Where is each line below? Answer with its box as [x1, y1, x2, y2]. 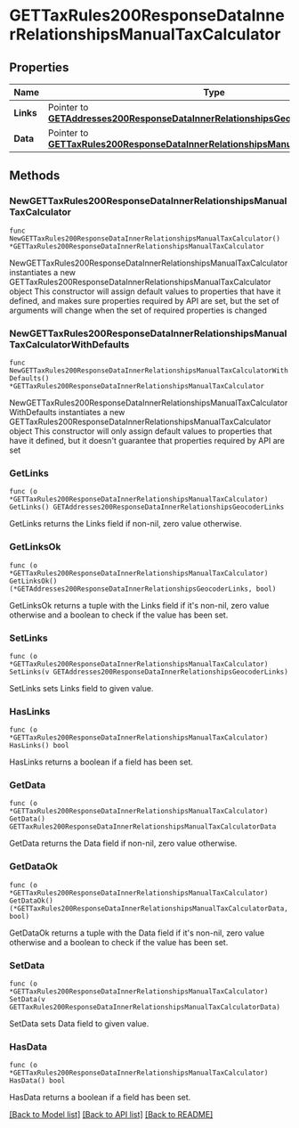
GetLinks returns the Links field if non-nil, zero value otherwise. [9, 519, 242, 529]
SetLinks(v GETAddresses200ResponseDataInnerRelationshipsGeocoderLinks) [9, 667, 289, 676]
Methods [9, 168, 61, 184]
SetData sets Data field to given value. [9, 1018, 149, 1029]
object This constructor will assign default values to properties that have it [9, 286, 281, 297]
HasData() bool [9, 1076, 66, 1085]
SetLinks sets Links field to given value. [9, 683, 154, 693]
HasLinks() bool [9, 741, 69, 750]
